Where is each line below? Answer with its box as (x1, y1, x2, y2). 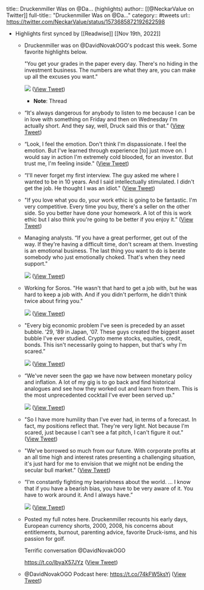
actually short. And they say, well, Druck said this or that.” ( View (24, 122, 185, 129)
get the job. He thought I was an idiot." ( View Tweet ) (24, 185, 155, 191)
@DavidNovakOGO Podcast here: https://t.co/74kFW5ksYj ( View (24, 570, 187, 578)
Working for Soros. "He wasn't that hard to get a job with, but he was (24, 285, 197, 291)
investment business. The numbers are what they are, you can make (24, 66, 196, 74)
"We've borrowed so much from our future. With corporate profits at (24, 447, 196, 454)
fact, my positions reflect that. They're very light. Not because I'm (24, 422, 190, 429)
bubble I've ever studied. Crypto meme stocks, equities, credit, (24, 335, 183, 342)
